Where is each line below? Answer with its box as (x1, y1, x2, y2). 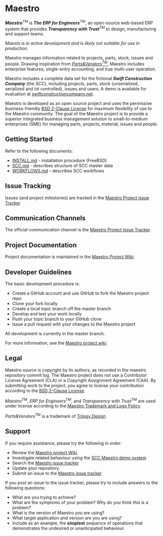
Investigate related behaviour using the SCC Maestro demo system (12, 455, 147, 461)
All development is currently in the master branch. (5, 330, 106, 336)
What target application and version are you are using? (12, 515, 122, 520)
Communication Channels (5, 214, 86, 222)
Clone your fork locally (12, 300, 58, 306)
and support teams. (5, 31, 45, 37)
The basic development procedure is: (5, 280, 80, 287)
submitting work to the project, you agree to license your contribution (5, 382, 145, 388)
